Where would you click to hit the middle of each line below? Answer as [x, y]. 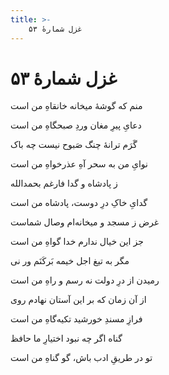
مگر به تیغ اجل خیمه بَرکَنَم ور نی [70, 261]
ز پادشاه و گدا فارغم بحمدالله [64, 183]
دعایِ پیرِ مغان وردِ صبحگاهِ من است [76, 125]
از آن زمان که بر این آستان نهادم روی [78, 300]
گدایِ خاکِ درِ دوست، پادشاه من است [79, 203]
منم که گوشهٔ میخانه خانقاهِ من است [76, 106]
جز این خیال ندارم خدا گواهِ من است [77, 242]
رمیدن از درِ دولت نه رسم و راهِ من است [85, 280]
